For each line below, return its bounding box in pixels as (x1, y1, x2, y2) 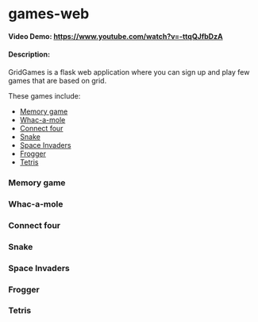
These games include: (8, 91, 81, 100)
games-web (8, 5, 90, 23)
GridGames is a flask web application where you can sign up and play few (8, 67, 250, 76)
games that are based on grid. (8, 76, 107, 85)
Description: (8, 49, 50, 60)
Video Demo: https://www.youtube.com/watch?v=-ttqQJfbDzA (8, 31, 224, 41)
